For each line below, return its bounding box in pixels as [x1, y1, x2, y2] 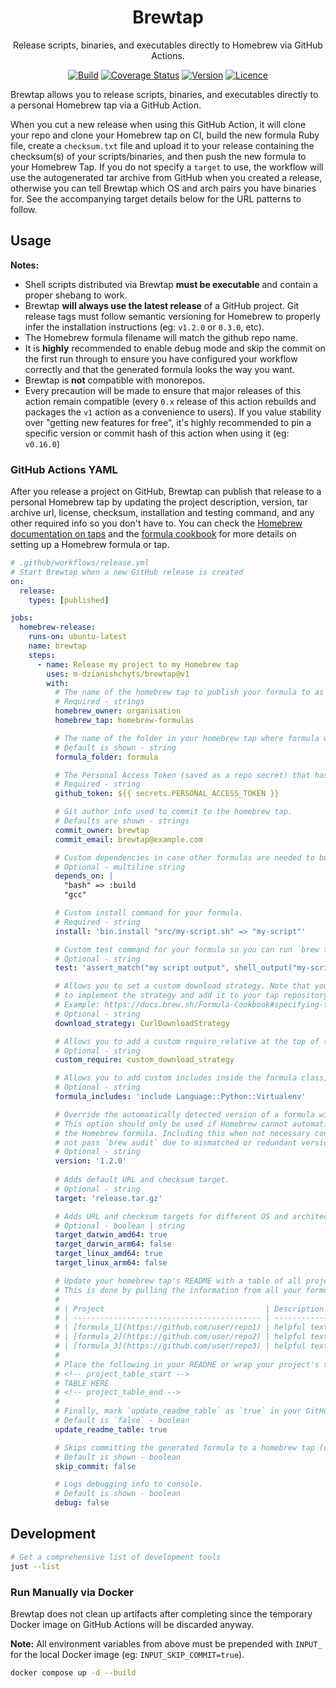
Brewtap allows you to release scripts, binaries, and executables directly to [10, 88, 319, 100]
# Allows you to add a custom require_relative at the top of [54, 1036, 320, 1046]
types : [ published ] [28, 595, 110, 605]
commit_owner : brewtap [54, 825, 150, 835]
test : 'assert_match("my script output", [54, 963, 230, 973]
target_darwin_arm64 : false [54, 1239, 172, 1250]
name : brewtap [28, 641, 87, 651]
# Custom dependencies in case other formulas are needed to [54, 852, 315, 863]
